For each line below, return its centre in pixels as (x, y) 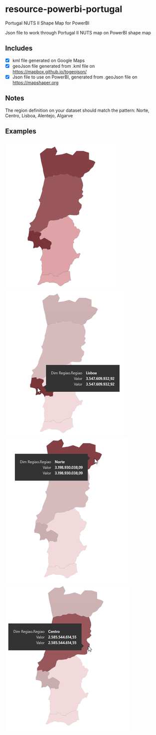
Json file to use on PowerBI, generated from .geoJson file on (75, 77)
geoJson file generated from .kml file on (54, 66)
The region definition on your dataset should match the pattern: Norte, (77, 110)
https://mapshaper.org (35, 82)
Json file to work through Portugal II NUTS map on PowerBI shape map (78, 32)
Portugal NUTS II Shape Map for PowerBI (47, 23)
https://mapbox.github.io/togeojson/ (50, 71)
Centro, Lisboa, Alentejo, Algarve (39, 115)
